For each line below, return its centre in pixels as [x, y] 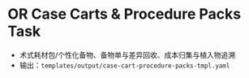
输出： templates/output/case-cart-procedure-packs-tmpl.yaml [124, 65]
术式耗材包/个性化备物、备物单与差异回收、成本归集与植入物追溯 [127, 54]
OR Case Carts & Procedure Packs [124, 14]
